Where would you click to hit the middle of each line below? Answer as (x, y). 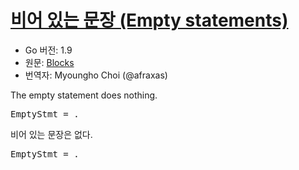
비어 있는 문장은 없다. (51, 134)
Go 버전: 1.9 (48, 50)
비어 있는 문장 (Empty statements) (149, 20)
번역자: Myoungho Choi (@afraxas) (96, 75)
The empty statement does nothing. (84, 95)
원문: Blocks (49, 62)
